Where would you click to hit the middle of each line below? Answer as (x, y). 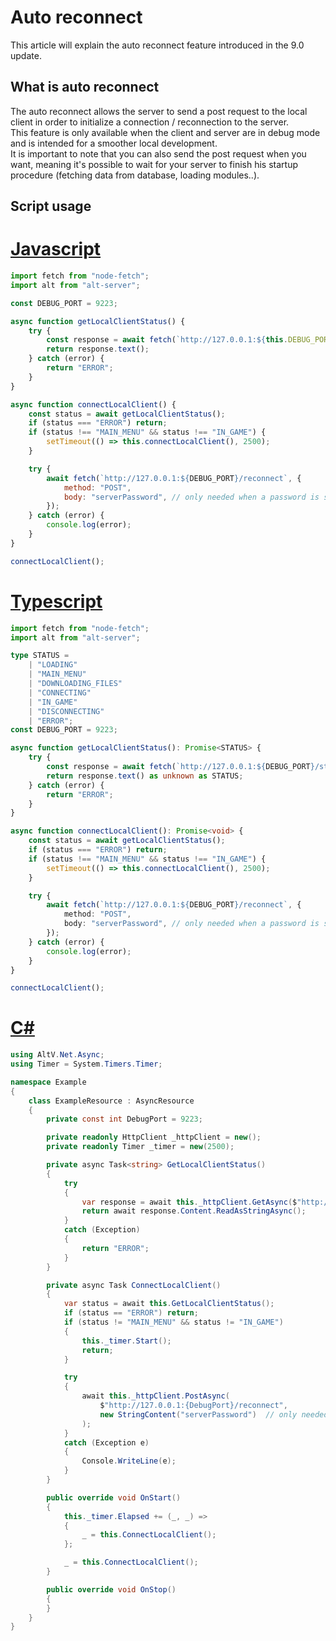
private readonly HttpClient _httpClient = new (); (154, 1137)
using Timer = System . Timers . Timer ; (86, 1064)
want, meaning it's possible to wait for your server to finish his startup (154, 164)
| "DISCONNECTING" (66, 711)
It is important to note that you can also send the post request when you (158, 153)
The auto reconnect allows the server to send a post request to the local (159, 111)
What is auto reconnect (85, 87)
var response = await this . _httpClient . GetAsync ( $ (189, 1202)
